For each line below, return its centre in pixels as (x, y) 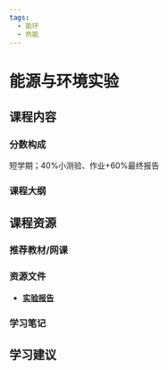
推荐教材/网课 (39, 250)
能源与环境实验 (64, 81)
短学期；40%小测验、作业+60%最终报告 (84, 165)
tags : (19, 17)
